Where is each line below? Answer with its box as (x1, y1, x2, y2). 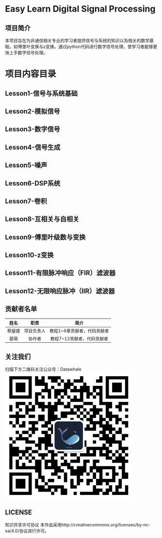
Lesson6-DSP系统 (5, 179, 61, 187)
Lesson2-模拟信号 (5, 107, 60, 115)
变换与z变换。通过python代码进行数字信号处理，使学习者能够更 (30, 44, 158, 49)
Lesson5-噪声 (5, 161, 48, 169)
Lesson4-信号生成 (5, 143, 61, 151)
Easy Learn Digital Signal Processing (5, 3, 156, 15)
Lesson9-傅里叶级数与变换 (5, 233, 86, 241)
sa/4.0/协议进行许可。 (5, 528, 49, 534)
